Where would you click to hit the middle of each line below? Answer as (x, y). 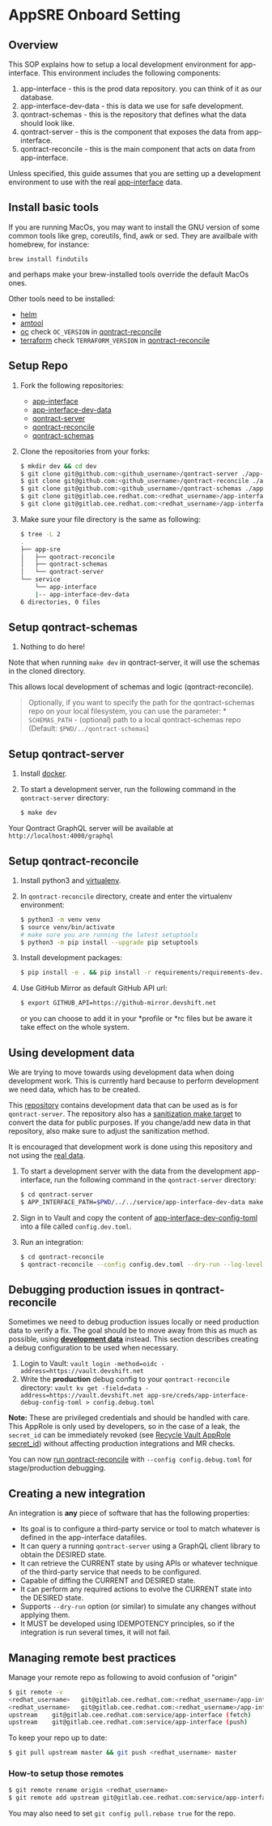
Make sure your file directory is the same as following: (110, 519)
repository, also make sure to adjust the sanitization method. (109, 1131)
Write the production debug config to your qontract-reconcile (125, 1379)
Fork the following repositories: (72, 385)
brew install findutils (49, 259)
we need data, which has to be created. (74, 1090)
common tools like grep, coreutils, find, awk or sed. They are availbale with (133, 235)
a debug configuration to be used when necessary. (93, 1348)
